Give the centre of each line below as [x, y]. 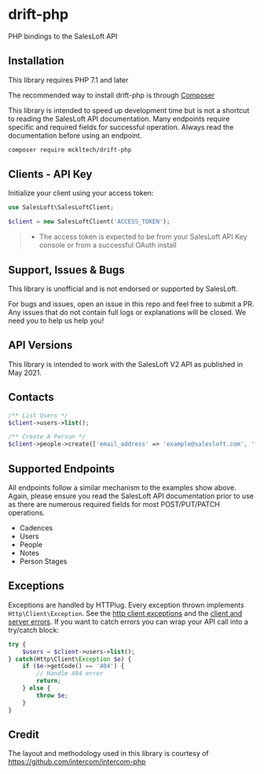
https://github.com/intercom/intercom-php [77, 762]
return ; [49, 681]
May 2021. [25, 372]
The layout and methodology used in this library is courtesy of [109, 754]
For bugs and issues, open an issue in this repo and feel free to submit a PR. [131, 304]
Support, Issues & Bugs [66, 270]
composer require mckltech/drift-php [70, 150]
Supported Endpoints [62, 469]
